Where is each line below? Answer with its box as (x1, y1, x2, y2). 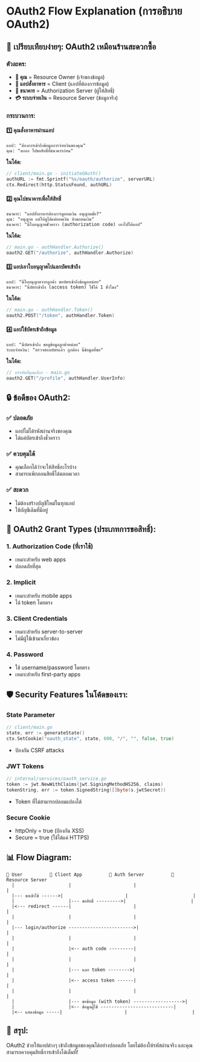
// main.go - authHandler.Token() (6, 306, 94, 312)
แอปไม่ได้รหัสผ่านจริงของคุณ (15, 427, 73, 435)
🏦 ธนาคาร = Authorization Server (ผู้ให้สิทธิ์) (15, 86, 115, 94)
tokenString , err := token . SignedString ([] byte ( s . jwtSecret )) (6, 787, 166, 793)
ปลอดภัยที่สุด (15, 563, 41, 570)
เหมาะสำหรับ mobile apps (15, 592, 73, 599)
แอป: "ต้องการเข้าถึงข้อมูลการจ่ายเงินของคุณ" (6, 143, 86, 149)
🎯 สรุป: (6, 1026, 28, 1036)
